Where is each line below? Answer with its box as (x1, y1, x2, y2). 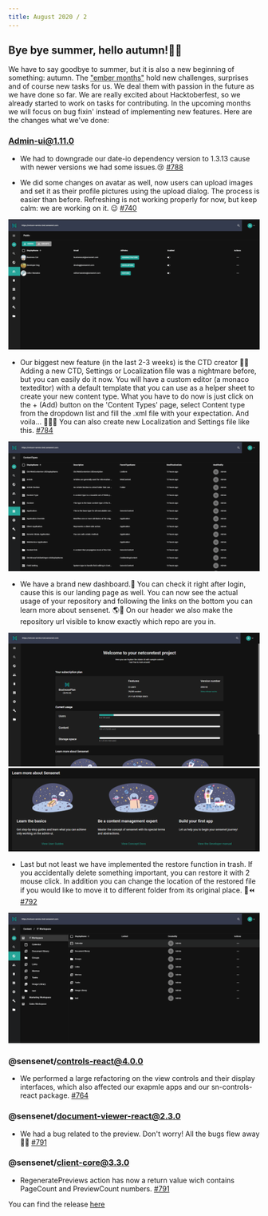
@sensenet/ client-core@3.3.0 (8, 1157, 130, 1168)
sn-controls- (211, 1083, 253, 1092)
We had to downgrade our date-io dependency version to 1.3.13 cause (19, 153, 250, 163)
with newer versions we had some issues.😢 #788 (19, 162, 183, 172)
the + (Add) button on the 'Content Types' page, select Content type (19, 399, 246, 409)
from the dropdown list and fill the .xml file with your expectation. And (19, 408, 250, 418)
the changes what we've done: (8, 116, 110, 125)
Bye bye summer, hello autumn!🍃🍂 (8, 44, 183, 58)
